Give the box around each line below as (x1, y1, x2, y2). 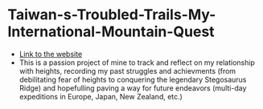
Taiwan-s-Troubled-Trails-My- (7, 6, 216, 24)
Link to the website (18, 49, 83, 59)
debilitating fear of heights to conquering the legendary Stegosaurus (18, 75, 247, 84)
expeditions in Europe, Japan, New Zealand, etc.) (18, 91, 183, 101)
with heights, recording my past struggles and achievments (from (18, 66, 236, 75)
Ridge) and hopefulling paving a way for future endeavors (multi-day (18, 83, 247, 93)
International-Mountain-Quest (7, 22, 215, 41)
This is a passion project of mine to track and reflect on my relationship (18, 58, 255, 67)
